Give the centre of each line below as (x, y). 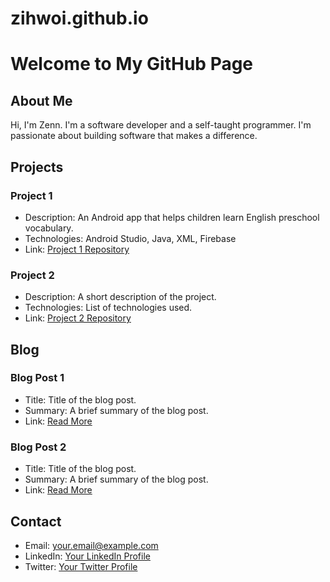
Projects (37, 167)
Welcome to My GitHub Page (132, 64)
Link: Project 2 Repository (78, 318)
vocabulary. (49, 228)
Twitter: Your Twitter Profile (81, 566)
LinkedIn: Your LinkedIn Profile (87, 556)
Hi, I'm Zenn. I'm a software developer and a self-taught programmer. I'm (161, 125)
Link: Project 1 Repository (77, 249)
